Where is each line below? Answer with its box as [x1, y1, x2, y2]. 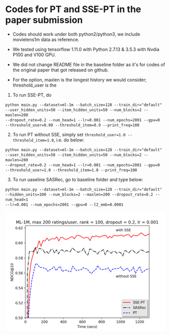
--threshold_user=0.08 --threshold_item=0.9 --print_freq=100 [5, 123, 140, 128]
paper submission [5, 14, 83, 26]
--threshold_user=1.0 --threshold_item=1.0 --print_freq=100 [5, 167, 138, 173]
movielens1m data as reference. [12, 36, 80, 43]
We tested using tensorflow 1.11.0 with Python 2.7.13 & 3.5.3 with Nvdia [12, 46, 160, 52]
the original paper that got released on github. [12, 67, 109, 73]
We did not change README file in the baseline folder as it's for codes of [12, 61, 165, 67]
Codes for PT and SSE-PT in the [5, 4, 142, 15]
